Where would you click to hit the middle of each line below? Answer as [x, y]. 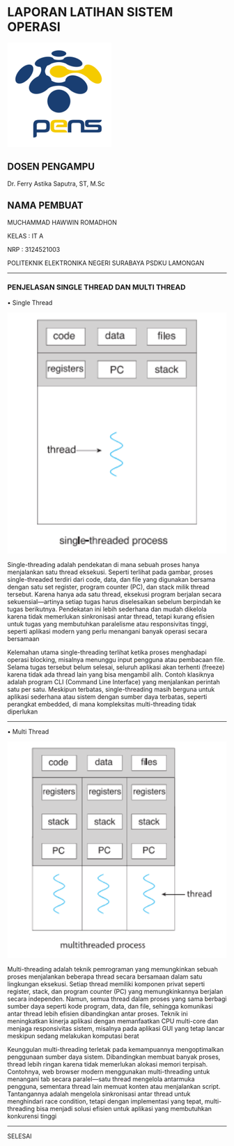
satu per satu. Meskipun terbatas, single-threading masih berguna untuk [111, 689]
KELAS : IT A [25, 236]
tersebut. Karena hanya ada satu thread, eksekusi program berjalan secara [114, 594]
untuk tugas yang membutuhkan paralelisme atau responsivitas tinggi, [108, 624]
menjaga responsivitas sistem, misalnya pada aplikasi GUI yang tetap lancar [116, 1028]
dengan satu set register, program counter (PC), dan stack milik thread [109, 587]
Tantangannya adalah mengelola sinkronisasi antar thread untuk [99, 1094]
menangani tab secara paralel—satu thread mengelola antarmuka [101, 1079]
